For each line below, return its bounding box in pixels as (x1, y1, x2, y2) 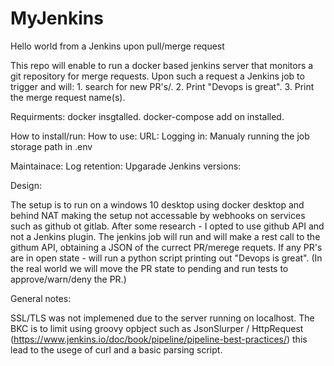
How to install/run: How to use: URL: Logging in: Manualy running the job (10, 130, 310, 142)
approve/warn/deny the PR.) (10, 273, 127, 285)
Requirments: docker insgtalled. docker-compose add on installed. (10, 110, 285, 122)
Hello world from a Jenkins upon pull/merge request (10, 40, 225, 52)
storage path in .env (10, 140, 93, 152)
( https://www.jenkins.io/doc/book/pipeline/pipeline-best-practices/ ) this (10, 333, 308, 345)
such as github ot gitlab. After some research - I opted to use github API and (10, 220, 325, 232)
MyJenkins (10, 7, 104, 30)
